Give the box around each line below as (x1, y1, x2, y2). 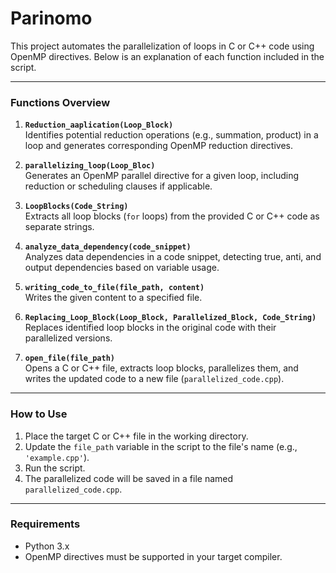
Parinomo (10, 7, 93, 30)
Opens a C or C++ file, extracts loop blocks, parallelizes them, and (24, 362, 299, 374)
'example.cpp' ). (24, 451, 90, 463)
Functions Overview (10, 95, 111, 109)
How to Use (10, 407, 68, 421)
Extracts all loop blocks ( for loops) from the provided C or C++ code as (24, 210, 320, 222)
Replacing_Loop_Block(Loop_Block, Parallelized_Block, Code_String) (24, 313, 317, 323)
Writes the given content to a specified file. (24, 292, 203, 304)
